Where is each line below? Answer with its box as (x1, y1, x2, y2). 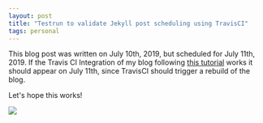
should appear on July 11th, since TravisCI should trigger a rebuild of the (8, 66, 250, 76)
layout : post (8, 11, 53, 20)
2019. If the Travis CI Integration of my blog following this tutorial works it (8, 57, 253, 67)
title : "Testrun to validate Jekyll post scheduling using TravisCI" (8, 19, 249, 28)
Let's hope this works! (8, 91, 83, 100)
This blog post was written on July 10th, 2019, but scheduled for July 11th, (8, 49, 256, 59)
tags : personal (8, 27, 60, 35)
